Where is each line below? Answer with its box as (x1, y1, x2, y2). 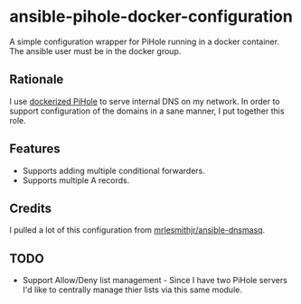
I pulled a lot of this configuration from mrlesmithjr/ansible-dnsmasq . (9, 225, 266, 235)
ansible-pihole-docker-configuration (9, 6, 294, 27)
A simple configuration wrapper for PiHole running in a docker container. (9, 36, 280, 47)
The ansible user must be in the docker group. (9, 45, 182, 56)
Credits (9, 200, 52, 216)
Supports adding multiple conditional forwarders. (22, 165, 206, 176)
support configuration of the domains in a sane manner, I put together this (9, 106, 285, 116)
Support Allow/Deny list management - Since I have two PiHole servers (22, 275, 287, 286)
